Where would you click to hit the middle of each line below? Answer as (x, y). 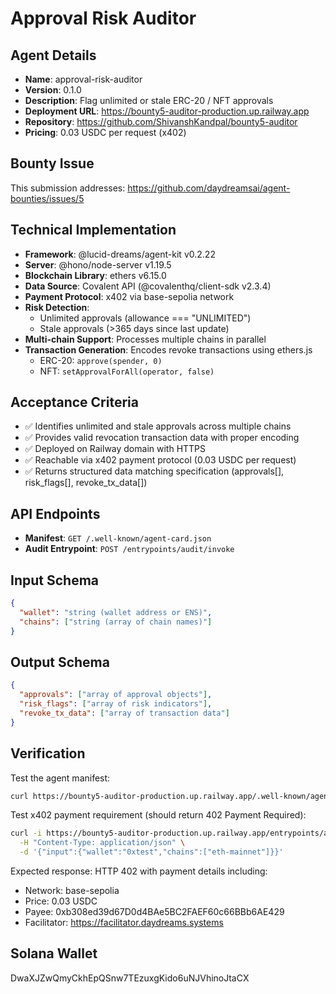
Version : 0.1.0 (53, 90)
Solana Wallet (54, 953)
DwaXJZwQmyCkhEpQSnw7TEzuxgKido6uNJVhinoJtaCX (130, 978)
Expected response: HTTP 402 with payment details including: (139, 871)
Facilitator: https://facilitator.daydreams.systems (124, 923)
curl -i (26, 833)
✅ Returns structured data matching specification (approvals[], (154, 471)
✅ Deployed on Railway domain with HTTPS (115, 449)
